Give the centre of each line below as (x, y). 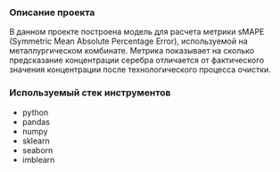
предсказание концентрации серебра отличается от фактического (137, 61)
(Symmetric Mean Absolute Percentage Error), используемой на (128, 41)
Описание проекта (52, 12)
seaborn (37, 150)
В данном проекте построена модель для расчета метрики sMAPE (137, 32)
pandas (36, 121)
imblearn (38, 160)
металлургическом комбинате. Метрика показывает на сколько (132, 51)
